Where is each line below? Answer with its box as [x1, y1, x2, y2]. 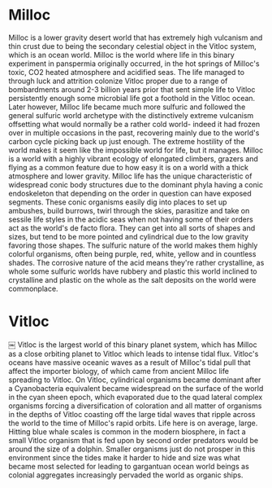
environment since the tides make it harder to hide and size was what [8, 452, 241, 462]
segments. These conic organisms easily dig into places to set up [8, 197, 227, 207]
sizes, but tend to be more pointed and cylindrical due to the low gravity [8, 231, 249, 241]
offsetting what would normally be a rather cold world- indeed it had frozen [8, 119, 261, 129]
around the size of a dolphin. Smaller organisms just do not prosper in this [8, 444, 256, 454]
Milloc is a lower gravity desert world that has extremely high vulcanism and [8, 33, 263, 42]
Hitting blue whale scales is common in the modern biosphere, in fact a [8, 426, 246, 437]
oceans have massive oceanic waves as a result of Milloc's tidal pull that [8, 357, 251, 367]
